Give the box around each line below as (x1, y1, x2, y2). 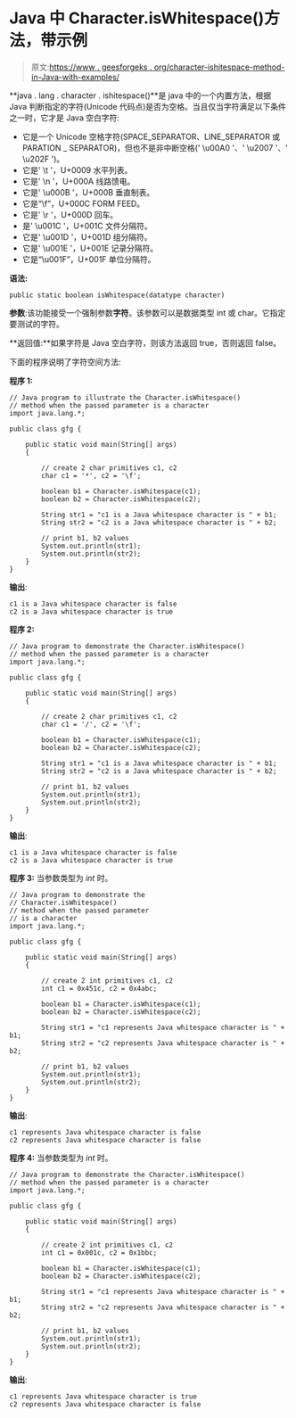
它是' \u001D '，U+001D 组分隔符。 (21, 231, 152, 242)
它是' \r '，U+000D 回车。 (21, 209, 119, 219)
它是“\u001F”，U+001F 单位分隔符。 (21, 253, 156, 264)
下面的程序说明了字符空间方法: (9, 356, 122, 367)
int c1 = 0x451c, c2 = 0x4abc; (41, 984, 158, 993)
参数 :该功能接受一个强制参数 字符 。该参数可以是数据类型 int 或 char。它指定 (9, 307, 286, 317)
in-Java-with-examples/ (30, 71, 120, 82)
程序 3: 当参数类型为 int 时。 (9, 872, 113, 883)
